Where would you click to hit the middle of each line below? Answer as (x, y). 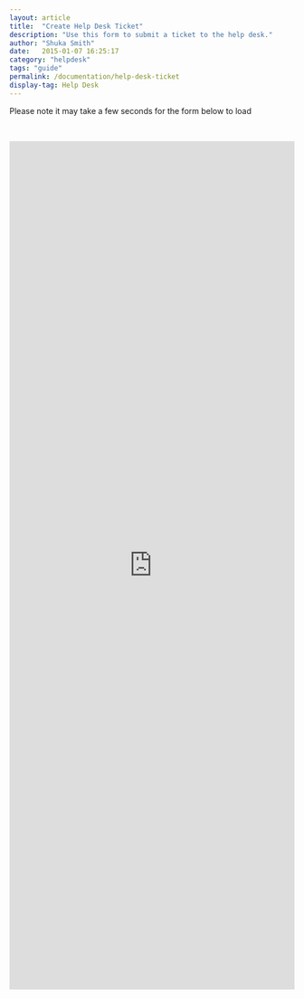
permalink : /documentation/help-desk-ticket (95, 77)
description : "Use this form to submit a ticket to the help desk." (141, 34)
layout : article (40, 18)
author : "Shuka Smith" (52, 43)
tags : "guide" (36, 69)
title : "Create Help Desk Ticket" (76, 26)
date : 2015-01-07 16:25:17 (64, 52)
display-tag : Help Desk (54, 85)
